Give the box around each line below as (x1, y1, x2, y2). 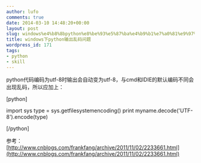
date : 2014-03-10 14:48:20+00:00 (6, 20, 90, 26)
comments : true (6, 14, 44, 20)
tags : (6, 48, 20, 54)
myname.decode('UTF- (135, 107, 193, 114)
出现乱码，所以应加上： (6, 83, 64, 90)
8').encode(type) (6, 113, 48, 120)
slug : (6, 31, 20, 37)
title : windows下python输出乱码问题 (6, 36, 92, 42)
